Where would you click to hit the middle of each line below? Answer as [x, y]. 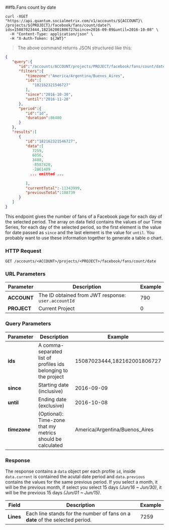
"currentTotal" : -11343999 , [54, 188]
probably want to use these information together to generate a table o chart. [84, 238]
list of [45, 358]
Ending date [52, 399]
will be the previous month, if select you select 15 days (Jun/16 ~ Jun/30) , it [83, 487]
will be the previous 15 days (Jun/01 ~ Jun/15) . [53, 493]
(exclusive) [51, 406]
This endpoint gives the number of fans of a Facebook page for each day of [84, 216]
